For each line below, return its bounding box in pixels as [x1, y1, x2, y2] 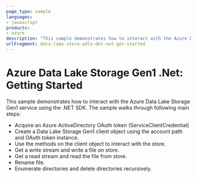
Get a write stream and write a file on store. [14, 146, 120, 153]
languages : [6, 14, 33, 20]
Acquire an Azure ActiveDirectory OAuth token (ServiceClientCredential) [14, 121, 189, 128]
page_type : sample [6, 8, 51, 15]
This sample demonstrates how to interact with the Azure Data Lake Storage [6, 97, 191, 105]
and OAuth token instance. [14, 134, 79, 141]
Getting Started [6, 79, 83, 92]
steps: [6, 110, 21, 117]
